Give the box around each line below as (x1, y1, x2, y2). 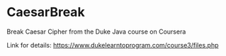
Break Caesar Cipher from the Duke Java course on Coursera (6, 27, 186, 36)
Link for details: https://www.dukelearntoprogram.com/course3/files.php (6, 41, 219, 49)
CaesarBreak (6, 4, 86, 20)
